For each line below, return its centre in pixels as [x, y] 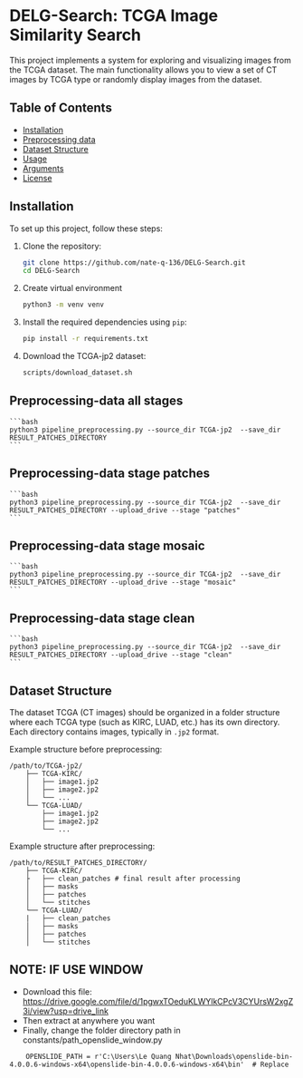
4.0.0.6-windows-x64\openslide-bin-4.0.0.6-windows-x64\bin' [127, 1064]
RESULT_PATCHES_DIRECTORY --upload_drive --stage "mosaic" [123, 583]
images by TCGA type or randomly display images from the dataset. [136, 79]
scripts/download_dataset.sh [77, 373]
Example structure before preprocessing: [86, 749]
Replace [275, 1064]
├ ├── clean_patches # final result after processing [133, 879]
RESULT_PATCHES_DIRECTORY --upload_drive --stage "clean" [121, 655]
